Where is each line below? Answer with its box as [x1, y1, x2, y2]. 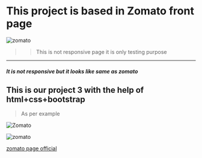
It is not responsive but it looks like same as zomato [6, 68, 138, 75]
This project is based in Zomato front [6, 4, 194, 18]
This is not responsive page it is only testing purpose [35, 48, 167, 55]
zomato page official [6, 145, 57, 152]
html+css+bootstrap [6, 94, 85, 104]
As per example [20, 110, 60, 117]
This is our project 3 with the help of [6, 85, 144, 95]
